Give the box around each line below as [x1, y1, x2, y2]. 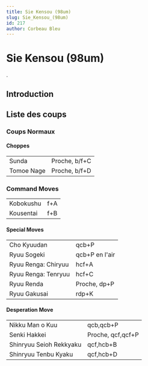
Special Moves [6, 226, 44, 233]
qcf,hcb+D [87, 350, 117, 358]
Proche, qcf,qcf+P [87, 330, 140, 339]
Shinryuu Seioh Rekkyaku [9, 340, 82, 349]
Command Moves [6, 185, 59, 193]
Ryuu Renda [9, 279, 44, 288]
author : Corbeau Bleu [6, 25, 61, 32]
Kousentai [9, 209, 38, 217]
